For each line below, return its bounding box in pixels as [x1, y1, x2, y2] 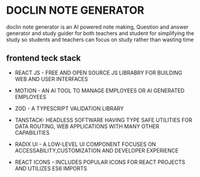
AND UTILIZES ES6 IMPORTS [14, 164, 88, 172]
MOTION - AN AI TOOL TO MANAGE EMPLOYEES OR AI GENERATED [14, 87, 185, 94]
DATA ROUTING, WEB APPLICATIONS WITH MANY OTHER [14, 123, 159, 130]
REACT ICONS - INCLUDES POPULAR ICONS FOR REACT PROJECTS [14, 159, 186, 166]
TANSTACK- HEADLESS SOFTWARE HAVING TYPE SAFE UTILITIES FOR [14, 116, 192, 123]
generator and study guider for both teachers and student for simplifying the [6, 29, 195, 36]
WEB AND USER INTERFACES [14, 75, 88, 82]
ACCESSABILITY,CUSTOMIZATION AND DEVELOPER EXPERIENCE [14, 147, 179, 154]
